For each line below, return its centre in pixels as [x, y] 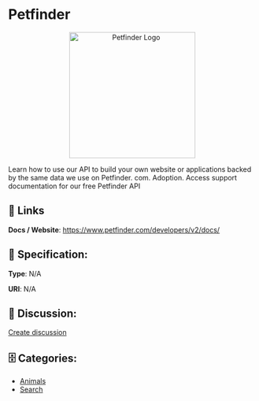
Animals [33, 381]
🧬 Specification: [48, 255]
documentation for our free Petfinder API [74, 186]
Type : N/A [25, 273]
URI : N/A [22, 288]
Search [31, 390]
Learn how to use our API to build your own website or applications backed [130, 169]
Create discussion [37, 332]
